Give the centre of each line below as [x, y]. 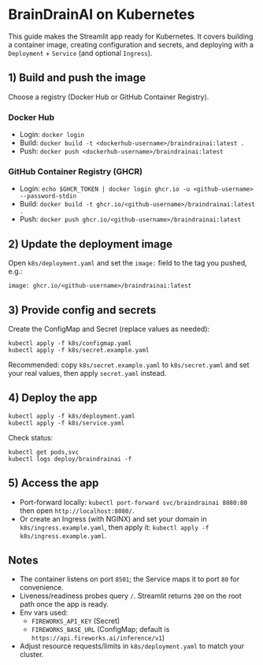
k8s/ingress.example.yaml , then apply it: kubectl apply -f [114, 527]
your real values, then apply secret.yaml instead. [87, 373]
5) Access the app [54, 483]
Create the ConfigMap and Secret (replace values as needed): [109, 329]
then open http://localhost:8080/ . [77, 511]
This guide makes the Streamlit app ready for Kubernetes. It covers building [131, 36]
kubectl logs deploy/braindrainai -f [70, 459]
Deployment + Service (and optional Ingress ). [80, 53]
